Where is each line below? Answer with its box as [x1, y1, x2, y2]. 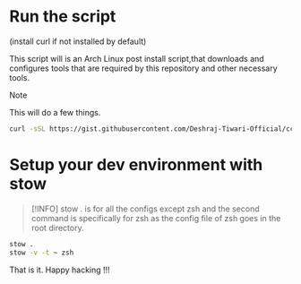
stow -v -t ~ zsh [9, 248, 74, 257]
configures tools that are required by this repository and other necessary [9, 63, 278, 73]
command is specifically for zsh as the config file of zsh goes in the [30, 212, 281, 223]
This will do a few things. [9, 107, 101, 117]
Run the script [9, 6, 116, 27]
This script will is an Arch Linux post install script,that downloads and [9, 53, 264, 64]
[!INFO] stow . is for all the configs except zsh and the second [30, 203, 260, 214]
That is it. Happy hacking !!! [9, 264, 110, 275]
